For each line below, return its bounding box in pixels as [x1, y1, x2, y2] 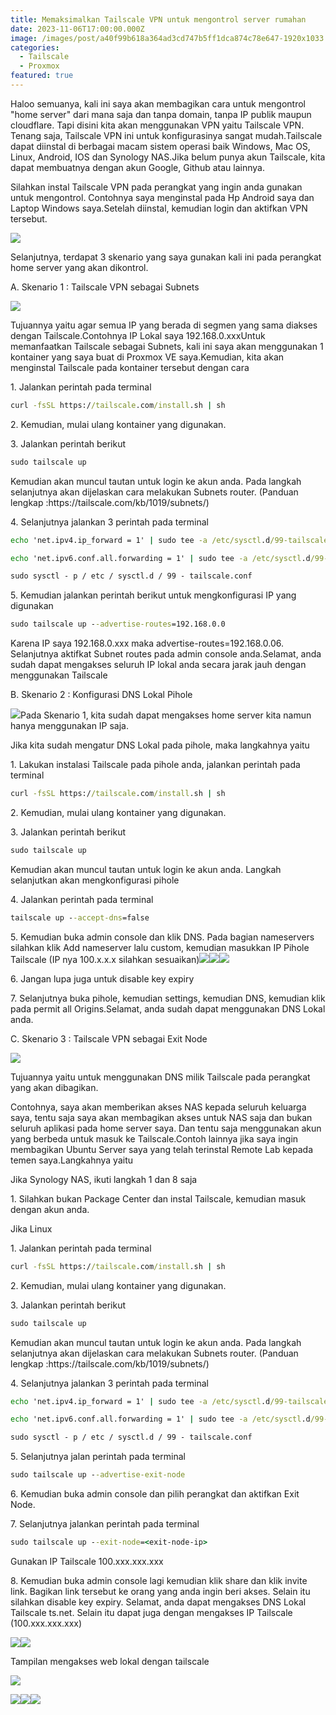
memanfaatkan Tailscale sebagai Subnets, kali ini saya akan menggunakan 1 [10, 340, 324, 352]
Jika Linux [10, 1222, 53, 1235]
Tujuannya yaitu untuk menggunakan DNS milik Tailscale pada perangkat [10, 1071, 311, 1083]
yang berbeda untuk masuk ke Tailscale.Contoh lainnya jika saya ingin [10, 1132, 299, 1145]
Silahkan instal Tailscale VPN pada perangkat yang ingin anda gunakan [10, 181, 303, 193]
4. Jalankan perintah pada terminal [10, 893, 154, 905]
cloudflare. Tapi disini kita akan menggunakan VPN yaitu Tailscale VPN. [10, 119, 305, 131]
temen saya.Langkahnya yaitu [10, 1154, 134, 1166]
